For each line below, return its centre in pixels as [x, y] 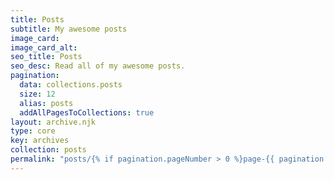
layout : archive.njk [53, 122]
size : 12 [37, 94]
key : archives [40, 141]
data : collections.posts [71, 85]
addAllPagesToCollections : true [87, 112]
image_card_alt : [44, 47]
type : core [33, 131]
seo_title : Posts [46, 57]
